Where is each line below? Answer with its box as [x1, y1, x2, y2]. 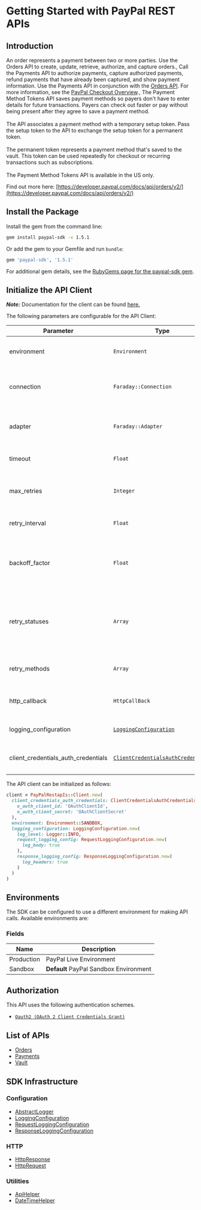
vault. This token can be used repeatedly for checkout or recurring [6, 152, 170, 160]
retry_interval [9, 519, 46, 527]
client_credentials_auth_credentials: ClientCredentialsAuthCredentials [11, 798, 197, 804]
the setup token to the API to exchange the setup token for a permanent [6, 127, 183, 134]
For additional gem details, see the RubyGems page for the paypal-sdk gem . [6, 268, 194, 275]
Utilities [6, 1177, 29, 1185]
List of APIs [6, 1030, 50, 1040]
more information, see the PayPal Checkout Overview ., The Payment [6, 89, 175, 95]
